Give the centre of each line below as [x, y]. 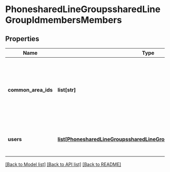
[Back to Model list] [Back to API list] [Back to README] [63, 164]
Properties [22, 39]
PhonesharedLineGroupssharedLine [83, 9]
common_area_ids [30, 90]
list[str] [67, 90]
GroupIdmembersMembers [64, 20]
